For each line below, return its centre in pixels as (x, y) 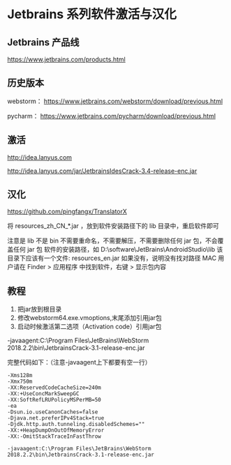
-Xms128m (20, 376)
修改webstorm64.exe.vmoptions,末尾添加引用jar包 (90, 318)
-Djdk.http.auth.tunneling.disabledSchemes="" (76, 425)
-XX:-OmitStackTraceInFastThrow (54, 436)
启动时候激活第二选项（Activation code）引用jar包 (89, 327)
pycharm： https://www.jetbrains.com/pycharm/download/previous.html (112, 116)
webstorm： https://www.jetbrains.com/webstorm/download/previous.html (115, 101)
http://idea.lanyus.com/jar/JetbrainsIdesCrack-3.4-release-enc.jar (102, 171)
